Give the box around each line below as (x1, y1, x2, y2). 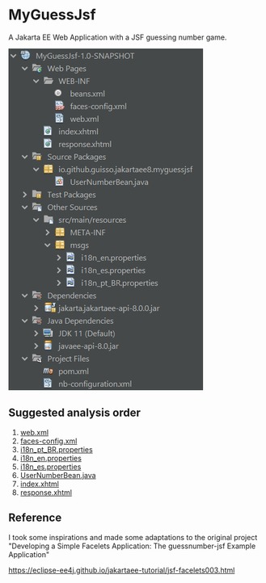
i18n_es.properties (19, 462, 82, 472)
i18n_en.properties (19, 453, 82, 463)
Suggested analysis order (8, 406, 141, 420)
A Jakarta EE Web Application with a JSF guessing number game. (8, 32, 227, 42)
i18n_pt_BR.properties (19, 444, 93, 454)
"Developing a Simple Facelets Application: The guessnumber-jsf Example (8, 541, 256, 551)
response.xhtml (19, 487, 73, 497)
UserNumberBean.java (19, 470, 96, 480)
